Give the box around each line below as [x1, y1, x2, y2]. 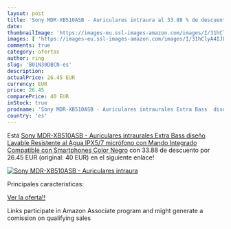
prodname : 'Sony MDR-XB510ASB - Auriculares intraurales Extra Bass [7, 106, 208, 113]
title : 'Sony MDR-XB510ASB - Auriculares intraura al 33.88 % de [7, 17, 198, 23]
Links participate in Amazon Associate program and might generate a [7, 206, 203, 215]
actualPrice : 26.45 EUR [7, 74, 76, 81]
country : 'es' [7, 112, 48, 119]
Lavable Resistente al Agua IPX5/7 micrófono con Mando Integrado [7, 138, 197, 146]
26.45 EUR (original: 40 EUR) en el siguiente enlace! [7, 153, 155, 162]
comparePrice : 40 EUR [7, 94, 69, 100]
